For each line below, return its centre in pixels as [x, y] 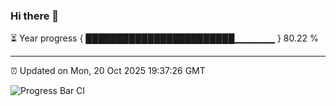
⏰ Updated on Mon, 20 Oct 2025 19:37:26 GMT [108, 71]
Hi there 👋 [35, 16]
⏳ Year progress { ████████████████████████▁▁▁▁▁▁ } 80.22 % [164, 38]
